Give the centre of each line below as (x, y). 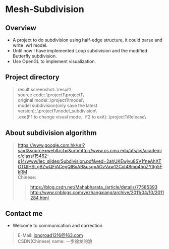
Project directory (32, 77)
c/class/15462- (33, 156)
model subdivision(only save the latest (57, 105)
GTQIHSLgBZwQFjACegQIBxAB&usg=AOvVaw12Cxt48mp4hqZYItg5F (90, 166)
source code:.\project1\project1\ (51, 95)
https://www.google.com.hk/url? (51, 145)
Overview (21, 28)
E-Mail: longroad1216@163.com (50, 235)
